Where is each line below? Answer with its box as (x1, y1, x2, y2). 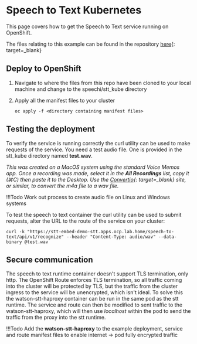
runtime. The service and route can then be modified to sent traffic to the (6, 301, 183, 308)
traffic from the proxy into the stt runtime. (6, 314, 106, 321)
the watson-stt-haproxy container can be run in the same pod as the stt (6, 295, 179, 302)
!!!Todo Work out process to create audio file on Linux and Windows (6, 193, 170, 200)
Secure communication (6, 254, 93, 264)
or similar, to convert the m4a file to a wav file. (6, 182, 119, 189)
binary (6, 239, 22, 245)
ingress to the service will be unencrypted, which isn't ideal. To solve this (6, 289, 184, 296)
